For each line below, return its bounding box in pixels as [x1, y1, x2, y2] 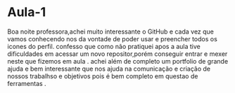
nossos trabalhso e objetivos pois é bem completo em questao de [7, 71, 198, 80]
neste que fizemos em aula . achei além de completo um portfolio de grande [7, 57, 229, 65]
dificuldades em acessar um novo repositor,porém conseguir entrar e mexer [7, 50, 228, 58]
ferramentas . [7, 79, 47, 87]
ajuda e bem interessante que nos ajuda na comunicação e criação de [7, 64, 211, 73]
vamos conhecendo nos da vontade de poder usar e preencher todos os [7, 34, 218, 43]
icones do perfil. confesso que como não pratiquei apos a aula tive [7, 42, 201, 50]
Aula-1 [7, 4, 46, 20]
